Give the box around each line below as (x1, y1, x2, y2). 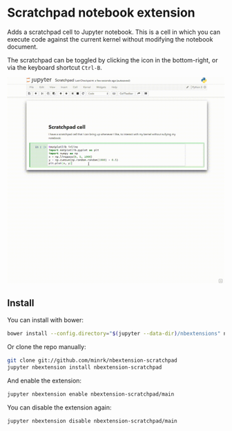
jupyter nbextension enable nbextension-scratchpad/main (7, 391, 175, 398)
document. (7, 42, 38, 51)
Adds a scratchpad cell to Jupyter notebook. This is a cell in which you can (7, 28, 221, 36)
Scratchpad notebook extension (7, 5, 195, 21)
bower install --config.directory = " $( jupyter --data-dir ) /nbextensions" (7, 330, 221, 337)
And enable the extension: (7, 376, 81, 385)
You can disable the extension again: (7, 403, 112, 412)
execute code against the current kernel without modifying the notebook (7, 35, 213, 43)
